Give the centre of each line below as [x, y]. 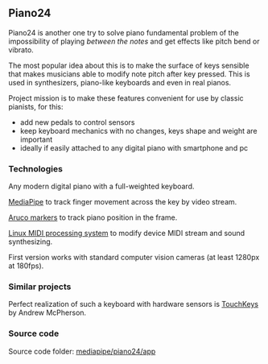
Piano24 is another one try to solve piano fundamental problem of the [124, 32]
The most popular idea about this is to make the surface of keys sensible [129, 65]
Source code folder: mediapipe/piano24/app [82, 351]
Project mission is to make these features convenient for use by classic [126, 98]
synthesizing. [31, 242]
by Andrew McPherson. [47, 312]
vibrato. [21, 50]
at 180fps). [26, 266]
